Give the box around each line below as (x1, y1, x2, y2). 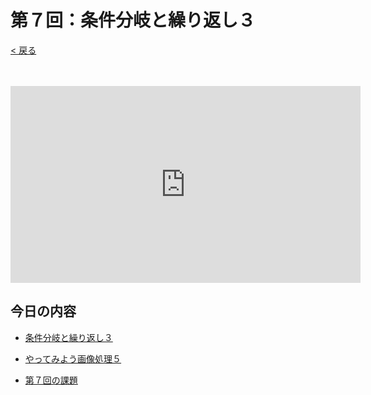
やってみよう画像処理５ (24, 352, 122, 365)
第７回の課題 (24, 374, 78, 386)
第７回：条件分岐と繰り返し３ (10, 9, 257, 32)
